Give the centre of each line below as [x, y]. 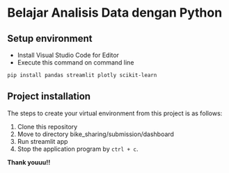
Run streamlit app [42, 141]
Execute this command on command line [76, 63]
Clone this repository [47, 126]
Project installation [49, 96]
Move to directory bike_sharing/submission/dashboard [95, 134]
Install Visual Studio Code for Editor [68, 55]
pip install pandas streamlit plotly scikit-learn [82, 75]
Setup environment [50, 39]
